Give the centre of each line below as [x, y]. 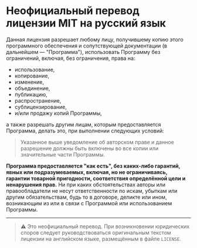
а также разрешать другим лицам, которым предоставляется [84, 124]
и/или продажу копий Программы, [58, 113]
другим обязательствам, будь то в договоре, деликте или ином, [86, 197]
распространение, [38, 100]
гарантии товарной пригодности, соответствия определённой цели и [96, 178]
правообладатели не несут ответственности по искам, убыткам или [92, 191]
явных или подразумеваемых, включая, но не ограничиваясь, [87, 172]
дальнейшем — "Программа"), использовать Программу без [83, 52]
